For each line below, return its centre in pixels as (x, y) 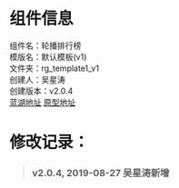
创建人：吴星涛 (37, 79)
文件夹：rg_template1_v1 (55, 68)
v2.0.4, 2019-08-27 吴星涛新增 (100, 173)
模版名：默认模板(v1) (48, 56)
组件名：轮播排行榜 (45, 45)
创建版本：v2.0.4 (41, 91)
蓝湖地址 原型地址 (42, 102)
